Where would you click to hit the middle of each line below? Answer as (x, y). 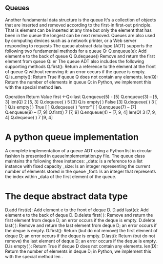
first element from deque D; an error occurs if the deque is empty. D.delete (80, 220)
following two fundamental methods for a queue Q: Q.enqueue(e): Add (76, 51)
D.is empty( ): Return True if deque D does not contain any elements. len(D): (81, 246)
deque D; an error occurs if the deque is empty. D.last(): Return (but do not (80, 236)
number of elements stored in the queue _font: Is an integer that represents (81, 171)
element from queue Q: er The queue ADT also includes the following (75, 61)
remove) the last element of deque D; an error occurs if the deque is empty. (81, 241)
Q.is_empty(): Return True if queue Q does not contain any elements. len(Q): (81, 77)
